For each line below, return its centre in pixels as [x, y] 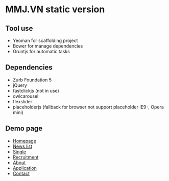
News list [22, 146]
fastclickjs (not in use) [36, 90]
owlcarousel [26, 96]
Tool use [19, 28]
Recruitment [26, 157]
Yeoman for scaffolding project [45, 40]
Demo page [24, 129]
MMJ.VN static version [55, 9]
